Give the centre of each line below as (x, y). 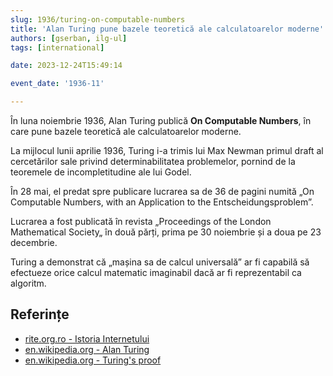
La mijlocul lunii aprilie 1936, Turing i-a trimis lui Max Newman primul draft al (167, 150)
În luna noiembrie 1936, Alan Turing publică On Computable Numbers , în (161, 120)
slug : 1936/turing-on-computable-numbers (98, 19)
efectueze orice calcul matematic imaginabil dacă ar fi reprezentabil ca (156, 272)
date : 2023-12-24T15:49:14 (66, 66)
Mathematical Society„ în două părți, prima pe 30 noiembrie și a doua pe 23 (166, 232)
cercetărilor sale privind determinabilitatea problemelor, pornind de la (153, 161)
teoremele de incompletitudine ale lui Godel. (101, 172)
